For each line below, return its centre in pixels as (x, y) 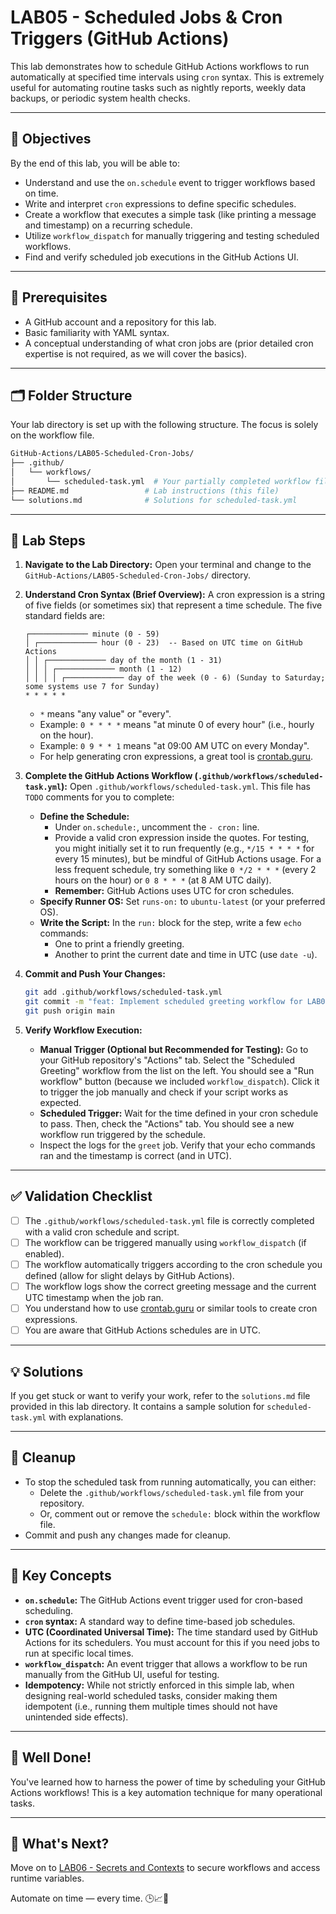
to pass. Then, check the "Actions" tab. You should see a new (167, 1124)
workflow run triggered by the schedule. (122, 1135)
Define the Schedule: (84, 817)
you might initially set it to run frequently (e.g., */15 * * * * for (184, 848)
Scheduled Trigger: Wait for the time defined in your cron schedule (179, 1113)
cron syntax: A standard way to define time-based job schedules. (160, 1621)
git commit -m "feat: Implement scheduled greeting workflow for (163, 1002)
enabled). (44, 1254)
